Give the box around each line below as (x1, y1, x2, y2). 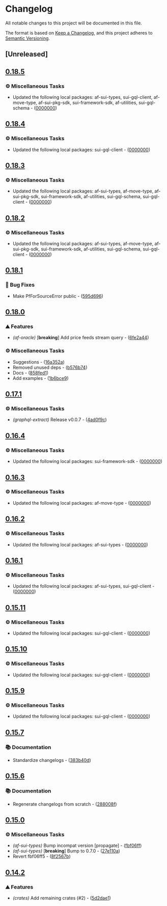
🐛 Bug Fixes (5, 281, 35, 288)
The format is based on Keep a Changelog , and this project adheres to (5, 30, 153, 36)
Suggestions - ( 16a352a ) (12, 359, 65, 365)
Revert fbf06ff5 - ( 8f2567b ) (12, 854, 71, 860)
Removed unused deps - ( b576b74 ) (12, 364, 88, 370)
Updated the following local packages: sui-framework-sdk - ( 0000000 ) (12, 458, 162, 464)
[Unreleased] (5, 50, 48, 59)
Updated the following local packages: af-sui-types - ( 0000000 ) (12, 541, 149, 547)
